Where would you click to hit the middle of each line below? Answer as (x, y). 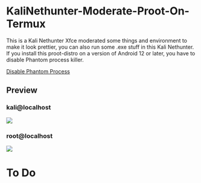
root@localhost (30, 135)
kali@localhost (29, 108)
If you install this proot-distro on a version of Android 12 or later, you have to (101, 53)
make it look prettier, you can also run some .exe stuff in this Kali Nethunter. (100, 47)
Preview (22, 91)
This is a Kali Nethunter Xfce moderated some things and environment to (97, 40)
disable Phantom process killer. (45, 60)
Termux (26, 24)
